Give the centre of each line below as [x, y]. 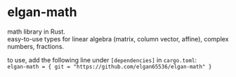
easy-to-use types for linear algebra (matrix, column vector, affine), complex [118, 38]
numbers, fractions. [36, 46]
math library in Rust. [36, 31]
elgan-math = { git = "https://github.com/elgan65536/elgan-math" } [110, 66]
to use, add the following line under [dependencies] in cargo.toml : [102, 59]
